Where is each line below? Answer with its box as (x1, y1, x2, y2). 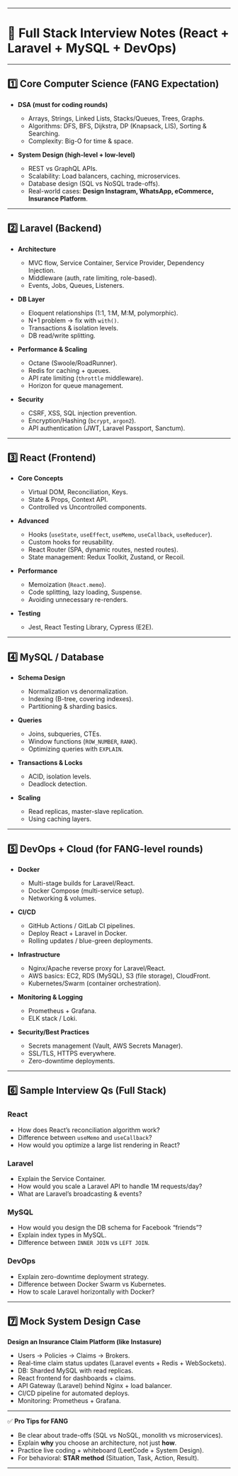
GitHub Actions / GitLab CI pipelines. (28, 922, 135, 929)
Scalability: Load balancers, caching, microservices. (28, 172, 181, 180)
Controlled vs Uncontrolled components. (28, 503, 147, 511)
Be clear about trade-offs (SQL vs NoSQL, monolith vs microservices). (17, 1431, 223, 1440)
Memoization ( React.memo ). (28, 581, 106, 589)
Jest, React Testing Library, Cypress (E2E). (28, 623, 154, 632)
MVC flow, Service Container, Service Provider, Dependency (28, 258, 205, 267)
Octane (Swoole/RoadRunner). (28, 359, 118, 367)
